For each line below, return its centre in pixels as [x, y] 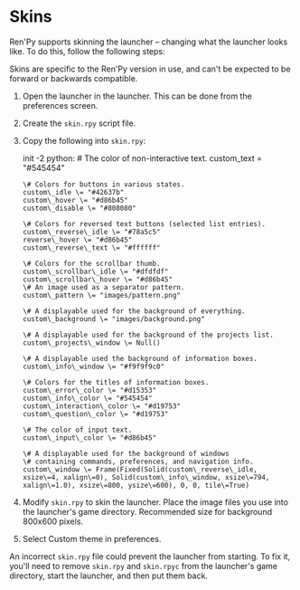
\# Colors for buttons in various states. [103, 184]
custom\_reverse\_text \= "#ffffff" [91, 247]
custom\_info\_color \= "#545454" [87, 398]
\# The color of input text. [77, 430]
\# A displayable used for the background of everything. [134, 311]
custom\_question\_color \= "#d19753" [95, 414]
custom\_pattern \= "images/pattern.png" [101, 295]
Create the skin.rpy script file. [79, 123]
